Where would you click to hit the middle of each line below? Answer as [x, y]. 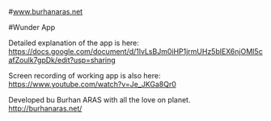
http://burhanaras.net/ [45, 108]
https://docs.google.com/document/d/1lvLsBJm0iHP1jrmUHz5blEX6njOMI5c [135, 51]
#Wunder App [32, 27]
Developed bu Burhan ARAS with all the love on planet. [100, 100]
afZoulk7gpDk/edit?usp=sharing [62, 60]
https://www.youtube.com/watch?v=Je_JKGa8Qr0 [92, 84]
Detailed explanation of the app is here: [74, 43]
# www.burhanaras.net [46, 12]
